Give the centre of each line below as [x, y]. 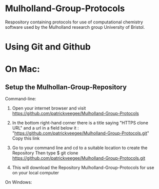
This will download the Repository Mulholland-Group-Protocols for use [83, 168]
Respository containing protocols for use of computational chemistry [74, 22]
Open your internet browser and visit [49, 108]
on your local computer [36, 173]
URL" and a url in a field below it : [45, 128]
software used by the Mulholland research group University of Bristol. [75, 27]
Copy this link [26, 138]
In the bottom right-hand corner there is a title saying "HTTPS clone [80, 123]
